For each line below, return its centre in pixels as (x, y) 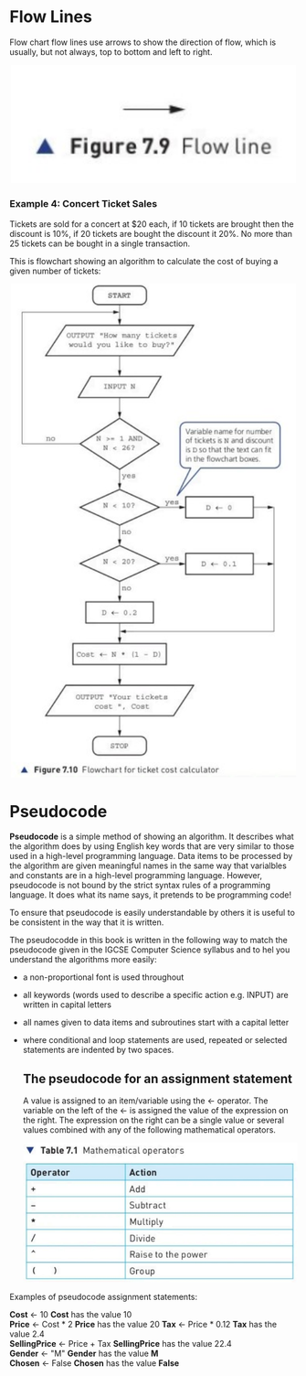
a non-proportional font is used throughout (103, 977)
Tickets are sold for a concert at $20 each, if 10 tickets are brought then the (152, 224)
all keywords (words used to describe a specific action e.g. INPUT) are (156, 995)
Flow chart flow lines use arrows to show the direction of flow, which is (143, 42)
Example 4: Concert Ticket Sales (84, 204)
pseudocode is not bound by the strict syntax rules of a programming (140, 886)
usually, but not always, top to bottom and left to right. (111, 51)
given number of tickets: (55, 271)
